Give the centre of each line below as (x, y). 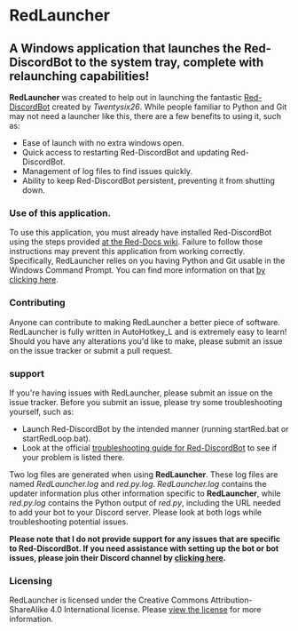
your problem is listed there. (73, 457)
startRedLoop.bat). (56, 438)
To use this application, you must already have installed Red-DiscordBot (141, 233)
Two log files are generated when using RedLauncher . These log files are (144, 474)
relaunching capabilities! (79, 76)
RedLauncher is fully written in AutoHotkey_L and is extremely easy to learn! (148, 331)
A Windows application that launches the (125, 48)
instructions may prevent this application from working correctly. (127, 252)
